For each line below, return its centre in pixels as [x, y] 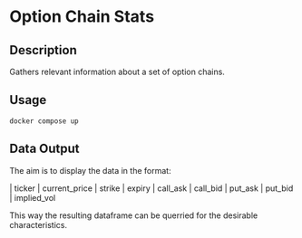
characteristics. [39, 224]
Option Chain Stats [82, 17]
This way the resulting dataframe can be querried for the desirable [134, 215]
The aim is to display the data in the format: [90, 170]
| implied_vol [33, 197]
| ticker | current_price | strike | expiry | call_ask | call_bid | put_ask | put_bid [151, 188]
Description [43, 50]
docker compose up [44, 121]
